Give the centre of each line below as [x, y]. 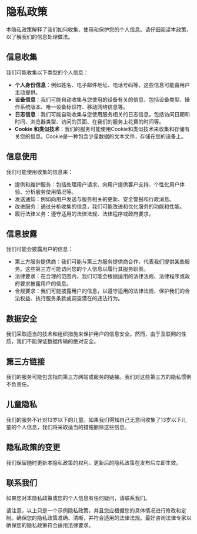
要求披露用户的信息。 [46, 284]
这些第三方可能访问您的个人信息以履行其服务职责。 [87, 269]
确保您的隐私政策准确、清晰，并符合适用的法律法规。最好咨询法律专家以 [104, 518]
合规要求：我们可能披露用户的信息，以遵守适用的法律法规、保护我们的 [100, 291]
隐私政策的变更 [33, 447]
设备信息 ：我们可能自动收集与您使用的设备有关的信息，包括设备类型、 [100, 99]
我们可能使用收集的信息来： [40, 172]
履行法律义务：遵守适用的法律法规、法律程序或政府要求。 [84, 214]
